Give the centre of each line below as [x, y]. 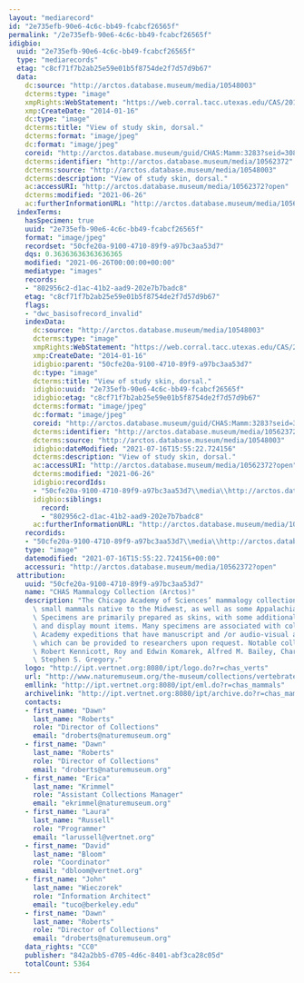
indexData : [45, 322]
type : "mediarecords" [58, 60]
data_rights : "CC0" [62, 947]
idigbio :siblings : [67, 499]
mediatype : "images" [64, 272]
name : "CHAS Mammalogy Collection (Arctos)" [110, 592]
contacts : [44, 702]
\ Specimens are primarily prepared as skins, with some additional [165, 618]
